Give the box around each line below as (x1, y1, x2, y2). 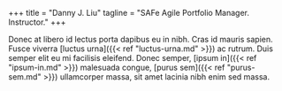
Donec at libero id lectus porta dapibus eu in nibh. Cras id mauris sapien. (8, 34, 273, 44)
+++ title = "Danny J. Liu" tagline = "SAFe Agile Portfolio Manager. (8, 8, 249, 18)
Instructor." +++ (8, 17, 66, 27)
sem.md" (8, 72, 42, 82)
